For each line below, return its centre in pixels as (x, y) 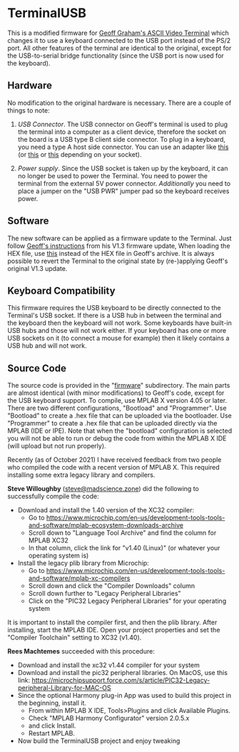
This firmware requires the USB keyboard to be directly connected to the (114, 308)
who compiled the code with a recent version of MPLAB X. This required (113, 468)
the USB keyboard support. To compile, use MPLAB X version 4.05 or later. (117, 401)
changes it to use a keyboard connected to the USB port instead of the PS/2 (119, 40)
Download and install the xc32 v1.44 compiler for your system (108, 665)
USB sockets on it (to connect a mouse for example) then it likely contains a (118, 338)
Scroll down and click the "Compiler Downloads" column (112, 586)
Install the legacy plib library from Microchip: (83, 563)
